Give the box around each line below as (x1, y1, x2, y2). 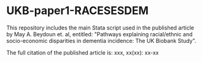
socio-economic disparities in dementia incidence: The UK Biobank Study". (6, 37, 196, 44)
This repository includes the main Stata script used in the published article (6, 24, 195, 31)
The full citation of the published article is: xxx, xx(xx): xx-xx (6, 48, 159, 56)
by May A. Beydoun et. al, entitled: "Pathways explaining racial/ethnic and (6, 30, 193, 37)
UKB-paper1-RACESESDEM (6, 4, 149, 18)
